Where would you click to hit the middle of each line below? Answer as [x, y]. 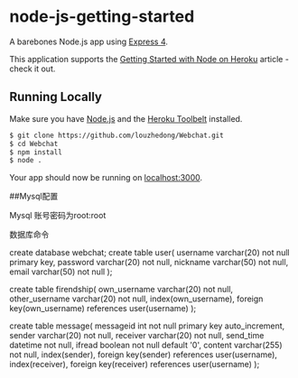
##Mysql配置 [34, 197]
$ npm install [36, 152]
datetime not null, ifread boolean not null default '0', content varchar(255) [146, 346]
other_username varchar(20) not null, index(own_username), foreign [136, 299]
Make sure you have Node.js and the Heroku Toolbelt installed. [126, 118]
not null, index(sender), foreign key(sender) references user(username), [144, 355]
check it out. [33, 69]
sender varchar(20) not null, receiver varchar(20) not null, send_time [137, 336]
